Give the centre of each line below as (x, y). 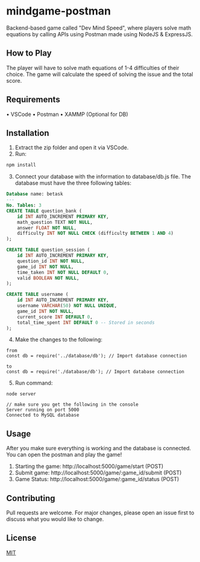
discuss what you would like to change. (55, 519)
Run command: (34, 383)
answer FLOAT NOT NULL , (47, 228)
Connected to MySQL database (43, 415)
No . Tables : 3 (24, 205)
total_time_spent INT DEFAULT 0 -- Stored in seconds (86, 322)
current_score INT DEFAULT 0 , (55, 317)
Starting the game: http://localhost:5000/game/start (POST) (89, 467)
